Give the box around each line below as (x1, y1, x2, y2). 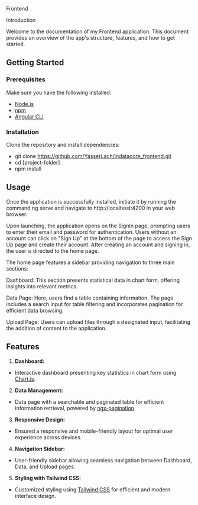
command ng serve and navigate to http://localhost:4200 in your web (6, 204, 176, 211)
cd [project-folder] (14, 159, 60, 166)
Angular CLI (14, 112, 44, 120)
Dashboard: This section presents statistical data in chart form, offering (6, 276, 180, 284)
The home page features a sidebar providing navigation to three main (6, 259, 175, 266)
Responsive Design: (14, 416, 65, 423)
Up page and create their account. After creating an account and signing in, (6, 241, 190, 248)
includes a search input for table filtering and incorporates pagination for (6, 300, 183, 307)
